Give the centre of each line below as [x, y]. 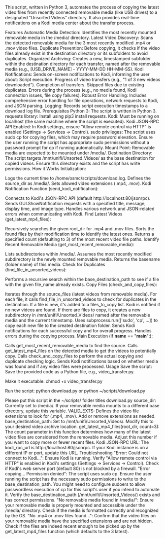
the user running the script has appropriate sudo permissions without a [77, 142]
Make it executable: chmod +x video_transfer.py [54, 381]
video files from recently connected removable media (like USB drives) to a [81, 12]
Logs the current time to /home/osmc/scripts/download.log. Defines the [78, 178]
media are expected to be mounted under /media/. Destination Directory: [79, 153]
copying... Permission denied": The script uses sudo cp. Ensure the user [78, 474]
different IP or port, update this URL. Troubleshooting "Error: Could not [77, 453]
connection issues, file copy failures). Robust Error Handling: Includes [76, 95]
